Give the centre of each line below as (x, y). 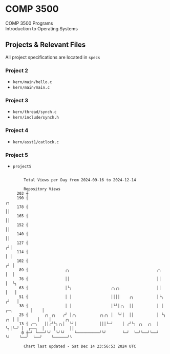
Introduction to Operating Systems (42, 28)
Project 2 (17, 70)
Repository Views (42, 189)
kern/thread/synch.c (35, 112)
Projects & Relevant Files (46, 45)
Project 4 (17, 131)
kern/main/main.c (31, 88)
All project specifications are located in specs (53, 57)
